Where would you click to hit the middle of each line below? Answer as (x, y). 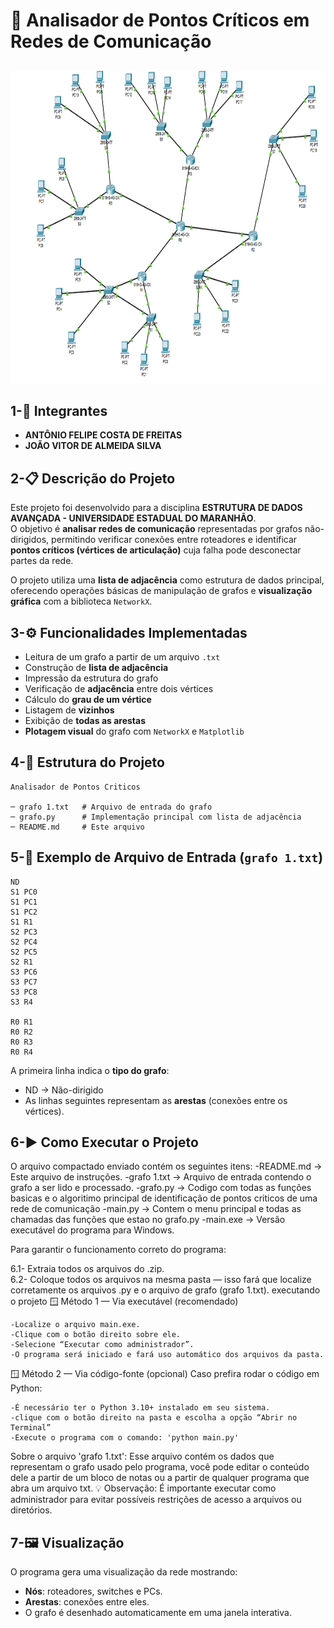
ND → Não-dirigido (64, 1090)
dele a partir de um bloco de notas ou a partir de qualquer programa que (160, 1478)
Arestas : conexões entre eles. (87, 1602)
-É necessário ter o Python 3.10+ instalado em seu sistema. (140, 1408)
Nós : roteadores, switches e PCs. (93, 1591)
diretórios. (31, 1510)
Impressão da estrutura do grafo (91, 678)
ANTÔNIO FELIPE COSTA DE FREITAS (103, 435)
